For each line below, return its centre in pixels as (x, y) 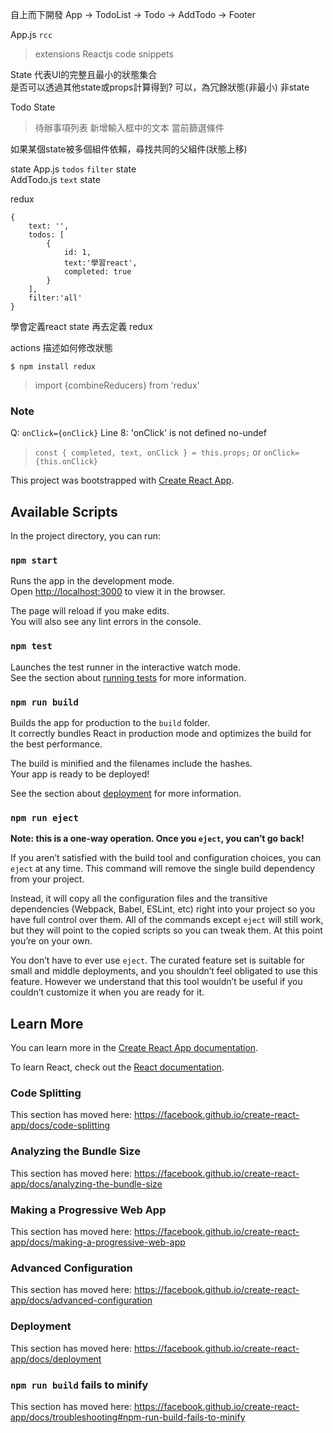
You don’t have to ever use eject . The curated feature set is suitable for (157, 960)
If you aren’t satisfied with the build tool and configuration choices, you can (166, 858)
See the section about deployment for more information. (126, 793)
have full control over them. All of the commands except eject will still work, (167, 920)
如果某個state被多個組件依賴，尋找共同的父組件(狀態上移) (129, 149)
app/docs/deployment (56, 1359)
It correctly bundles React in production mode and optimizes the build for (161, 733)
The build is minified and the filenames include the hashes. (131, 763)
